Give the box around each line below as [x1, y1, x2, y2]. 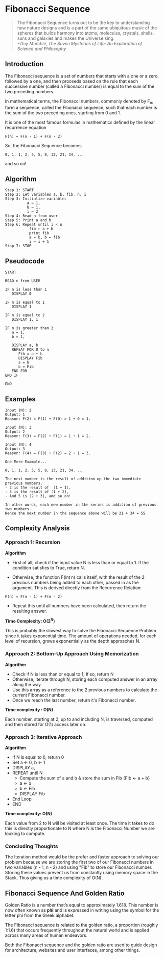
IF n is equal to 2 [5, 313, 45, 318]
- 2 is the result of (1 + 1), [5, 485, 71, 490]
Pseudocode [5, 257, 45, 265]
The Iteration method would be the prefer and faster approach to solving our [5, 854, 159, 860]
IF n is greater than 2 [5, 326, 54, 331]
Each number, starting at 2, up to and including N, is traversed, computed [5, 716, 153, 722]
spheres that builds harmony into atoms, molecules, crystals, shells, [17, 30, 154, 36]
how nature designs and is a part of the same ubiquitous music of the [17, 25, 157, 30]
